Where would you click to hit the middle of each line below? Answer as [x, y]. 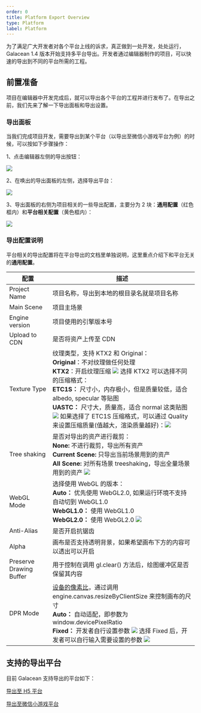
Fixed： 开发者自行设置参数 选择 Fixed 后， [117, 631]
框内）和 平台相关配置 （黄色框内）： [49, 212]
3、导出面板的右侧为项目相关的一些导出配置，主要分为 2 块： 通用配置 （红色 [100, 205]
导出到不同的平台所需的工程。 [53, 61]
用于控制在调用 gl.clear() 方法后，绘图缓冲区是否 [121, 565]
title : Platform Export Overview [48, 17]
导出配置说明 [25, 241]
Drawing [21, 569]
